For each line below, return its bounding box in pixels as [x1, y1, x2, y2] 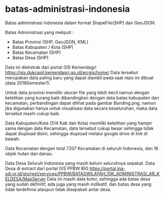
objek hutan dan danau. [5, 151, 53, 157]
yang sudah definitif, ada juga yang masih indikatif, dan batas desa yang [5, 181, 152, 187]
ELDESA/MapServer [5, 176, 46, 182]
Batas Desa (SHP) [12, 54, 49, 60]
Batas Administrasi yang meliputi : [5, 29, 74, 35]
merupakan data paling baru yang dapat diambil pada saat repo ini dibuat [5, 75, 154, 80]
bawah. [5, 136, 21, 142]
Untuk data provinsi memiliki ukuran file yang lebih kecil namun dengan [5, 89, 150, 95]
